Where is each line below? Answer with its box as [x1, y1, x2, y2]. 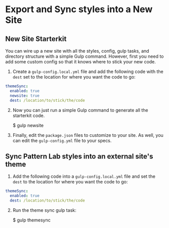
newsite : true [10, 93, 40, 98]
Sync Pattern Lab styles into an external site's [5, 152, 153, 161]
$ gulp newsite [12, 122, 44, 128]
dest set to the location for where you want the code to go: [12, 74, 136, 80]
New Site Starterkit [5, 34, 67, 43]
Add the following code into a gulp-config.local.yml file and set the [12, 173, 156, 179]
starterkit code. [12, 112, 45, 119]
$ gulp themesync [12, 217, 51, 223]
